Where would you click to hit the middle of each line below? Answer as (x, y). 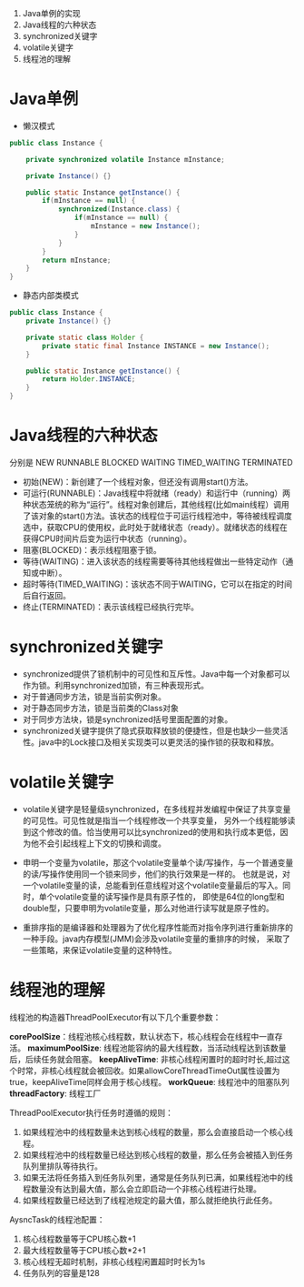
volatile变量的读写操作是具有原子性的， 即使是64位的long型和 (169, 896)
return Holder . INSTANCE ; (89, 379)
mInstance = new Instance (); (146, 226)
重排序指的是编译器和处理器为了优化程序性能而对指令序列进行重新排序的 (157, 927)
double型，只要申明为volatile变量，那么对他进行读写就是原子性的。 (148, 908)
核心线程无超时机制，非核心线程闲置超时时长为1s (114, 1262)
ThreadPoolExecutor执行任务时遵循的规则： (92, 1112)
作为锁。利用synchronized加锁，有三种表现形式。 (115, 685)
